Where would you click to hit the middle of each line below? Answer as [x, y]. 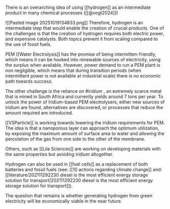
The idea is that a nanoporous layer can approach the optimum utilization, [82, 128]
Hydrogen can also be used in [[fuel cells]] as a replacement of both [77, 164]
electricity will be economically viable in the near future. [64, 201]
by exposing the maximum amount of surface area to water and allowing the [85, 134]
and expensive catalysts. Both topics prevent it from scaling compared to [82, 39]
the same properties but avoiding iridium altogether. [59, 154]
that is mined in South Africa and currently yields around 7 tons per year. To [84, 97]
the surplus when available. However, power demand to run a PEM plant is [83, 65]
